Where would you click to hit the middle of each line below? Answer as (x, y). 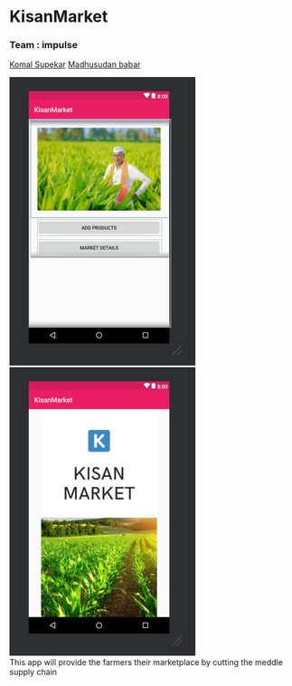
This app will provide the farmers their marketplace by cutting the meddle (146, 662)
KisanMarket (59, 17)
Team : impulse (44, 45)
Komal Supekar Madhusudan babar (75, 64)
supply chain (33, 672)
